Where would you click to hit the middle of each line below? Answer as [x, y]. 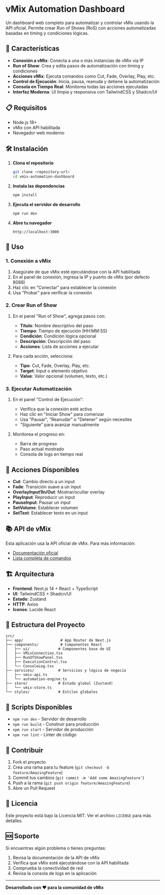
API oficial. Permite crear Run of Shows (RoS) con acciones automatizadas [81, 28]
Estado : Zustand [29, 599]
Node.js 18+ [25, 122]
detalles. [14, 821]
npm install [25, 195]
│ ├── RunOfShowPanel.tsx [34, 658]
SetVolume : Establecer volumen [45, 507]
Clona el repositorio [33, 163]
